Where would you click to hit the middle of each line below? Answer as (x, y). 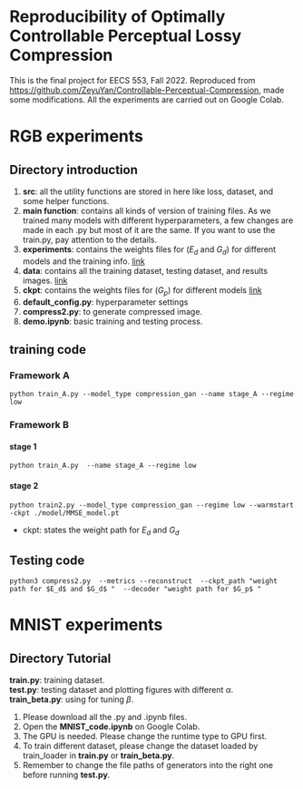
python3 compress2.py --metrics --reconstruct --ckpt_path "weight (144, 581)
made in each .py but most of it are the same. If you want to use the (149, 229)
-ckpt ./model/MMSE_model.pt (64, 513)
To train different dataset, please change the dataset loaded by (140, 746)
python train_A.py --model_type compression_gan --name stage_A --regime (152, 394)
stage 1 (23, 446)
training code (48, 350)
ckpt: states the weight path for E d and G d (101, 531)
